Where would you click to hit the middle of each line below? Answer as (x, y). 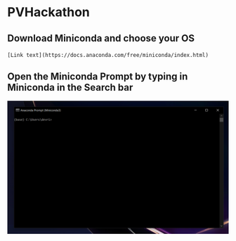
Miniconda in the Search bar (70, 87)
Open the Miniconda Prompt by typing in (98, 77)
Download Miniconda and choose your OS (101, 38)
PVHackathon (48, 12)
